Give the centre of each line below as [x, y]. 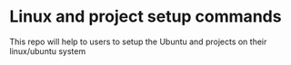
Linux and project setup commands [145, 17]
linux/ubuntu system [48, 51]
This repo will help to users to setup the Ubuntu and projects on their [138, 42]
